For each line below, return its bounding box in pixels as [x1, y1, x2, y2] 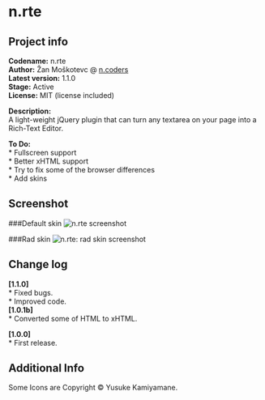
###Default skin [8, 218, 62, 228]
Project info [8, 35, 69, 49]
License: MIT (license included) [8, 91, 115, 100]
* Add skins [8, 173, 47, 183]
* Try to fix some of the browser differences [8, 165, 156, 174]
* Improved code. [8, 296, 67, 306]
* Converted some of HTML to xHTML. [8, 313, 138, 323]
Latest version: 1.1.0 [8, 74, 76, 83]
